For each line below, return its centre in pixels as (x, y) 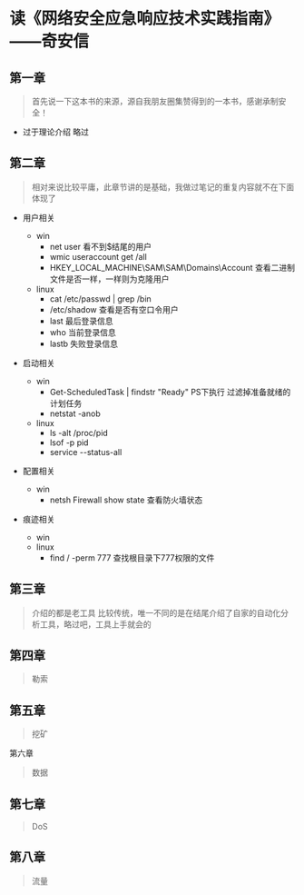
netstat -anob (75, 413)
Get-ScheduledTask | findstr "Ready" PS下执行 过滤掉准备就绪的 (170, 392)
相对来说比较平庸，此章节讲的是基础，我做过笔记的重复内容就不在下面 (163, 186)
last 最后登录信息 (81, 321)
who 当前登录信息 (83, 332)
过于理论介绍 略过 (55, 132)
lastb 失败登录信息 (84, 343)
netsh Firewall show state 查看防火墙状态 (126, 500)
